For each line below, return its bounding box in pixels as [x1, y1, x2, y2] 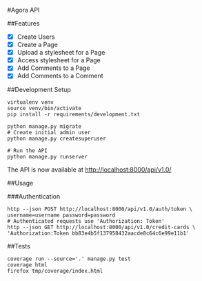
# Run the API [7, 147, 48, 154]
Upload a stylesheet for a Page [17, 48, 105, 57]
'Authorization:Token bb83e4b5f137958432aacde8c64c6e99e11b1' [7, 230, 190, 237]
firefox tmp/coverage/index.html [7, 268, 103, 275]
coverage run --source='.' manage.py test [7, 255, 131, 262]
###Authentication [7, 192, 61, 201]
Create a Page [17, 41, 59, 49]
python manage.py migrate [7, 123, 81, 130]
